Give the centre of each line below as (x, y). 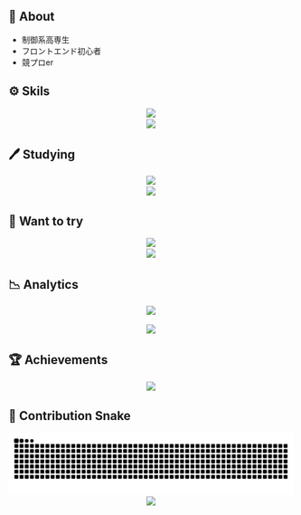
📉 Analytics (43, 285)
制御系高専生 (45, 39)
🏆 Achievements (58, 360)
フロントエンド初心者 (61, 51)
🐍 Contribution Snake (70, 416)
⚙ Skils (29, 91)
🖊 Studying (42, 155)
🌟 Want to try (46, 221)
